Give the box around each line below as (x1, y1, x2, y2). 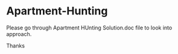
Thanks (6, 42, 25, 49)
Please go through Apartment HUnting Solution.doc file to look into (6, 24, 173, 31)
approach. (6, 30, 32, 37)
